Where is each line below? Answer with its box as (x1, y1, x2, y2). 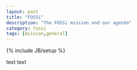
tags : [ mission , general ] (6, 31, 68, 37)
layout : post (6, 8, 39, 15)
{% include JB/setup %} (6, 47, 66, 54)
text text (6, 59, 27, 66)
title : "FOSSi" (6, 14, 44, 20)
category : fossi (6, 25, 46, 31)
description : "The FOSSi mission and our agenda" (6, 20, 132, 26)
